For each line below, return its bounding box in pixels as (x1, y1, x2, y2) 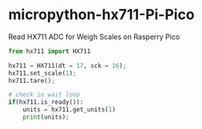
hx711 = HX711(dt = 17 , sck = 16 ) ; (8, 61, 127, 69)
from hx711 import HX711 (8, 47, 91, 55)
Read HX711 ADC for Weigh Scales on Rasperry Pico (8, 32, 180, 41)
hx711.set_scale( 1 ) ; (8, 69, 77, 77)
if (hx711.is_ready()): (8, 98, 84, 107)
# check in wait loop (8, 91, 81, 99)
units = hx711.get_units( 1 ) (22, 106, 116, 114)
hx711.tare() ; (8, 76, 56, 84)
